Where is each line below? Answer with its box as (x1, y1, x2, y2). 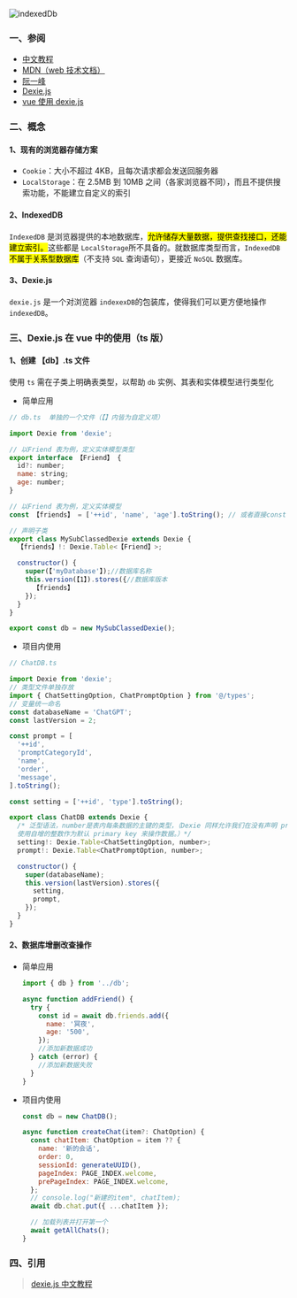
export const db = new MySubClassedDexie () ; (9, 624, 176, 633)
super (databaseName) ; (25, 870, 104, 879)
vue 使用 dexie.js (21, 96, 84, 107)
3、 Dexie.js (9, 275, 53, 286)
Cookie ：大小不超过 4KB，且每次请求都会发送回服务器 (21, 165, 219, 176)
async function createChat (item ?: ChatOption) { (21, 1128, 205, 1137)
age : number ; (17, 478, 65, 487)
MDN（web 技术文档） (21, 65, 105, 75)
